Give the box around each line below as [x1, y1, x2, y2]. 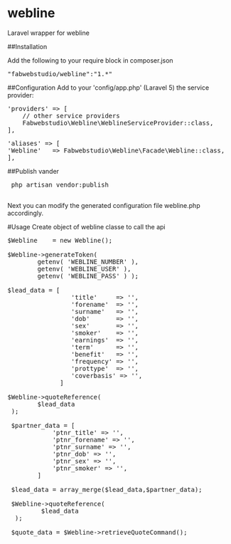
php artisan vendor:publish [11, 180, 109, 189]
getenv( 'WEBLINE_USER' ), [37, 265, 131, 273]
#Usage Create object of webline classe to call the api [7, 222, 166, 231]
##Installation [7, 42, 48, 51]
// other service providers [22, 112, 120, 120]
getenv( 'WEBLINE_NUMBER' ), [37, 258, 139, 266]
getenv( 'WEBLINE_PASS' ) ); [37, 272, 139, 280]
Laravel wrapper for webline [7, 28, 90, 37]
